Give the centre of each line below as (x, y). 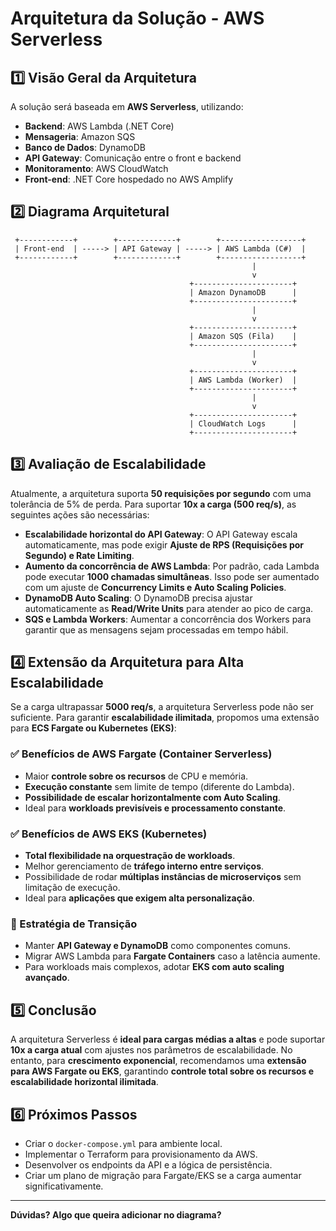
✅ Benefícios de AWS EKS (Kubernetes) (109, 834)
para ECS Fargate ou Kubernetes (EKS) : (93, 728)
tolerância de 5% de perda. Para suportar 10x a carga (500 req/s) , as (153, 504)
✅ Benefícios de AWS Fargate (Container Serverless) (141, 754)
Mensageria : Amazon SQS (80, 136)
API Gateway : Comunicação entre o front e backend (133, 158)
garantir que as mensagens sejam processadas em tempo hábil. (156, 629)
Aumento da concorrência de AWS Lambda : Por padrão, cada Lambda (172, 566)
